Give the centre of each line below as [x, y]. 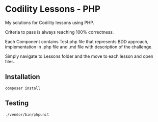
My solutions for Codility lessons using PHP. [50, 23]
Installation [23, 77]
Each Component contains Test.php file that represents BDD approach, [77, 41]
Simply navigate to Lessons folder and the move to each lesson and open [79, 56]
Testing [17, 103]
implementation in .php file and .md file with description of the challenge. [79, 47]
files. [10, 61]
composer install [23, 88]
